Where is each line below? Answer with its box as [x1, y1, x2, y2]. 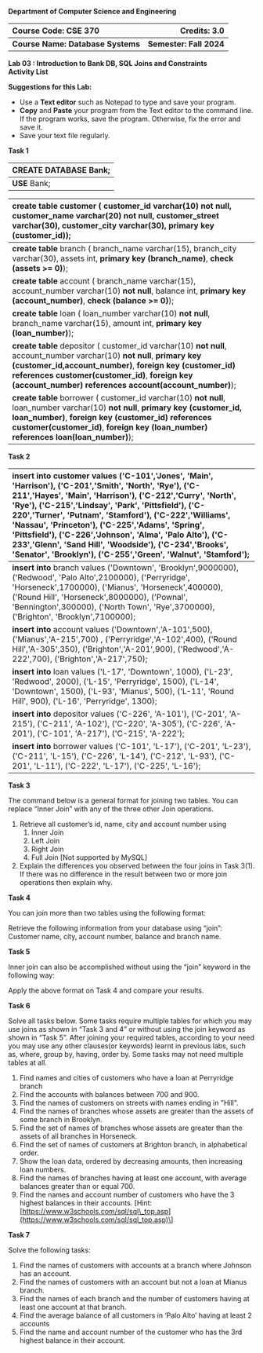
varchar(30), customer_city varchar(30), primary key [12, 220, 215, 231]
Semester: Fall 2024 [147, 38, 225, 49]
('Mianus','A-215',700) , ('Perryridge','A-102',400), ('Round [12, 634, 237, 645]
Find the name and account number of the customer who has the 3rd [19, 1327, 243, 1337]
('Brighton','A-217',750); [54, 653, 148, 664]
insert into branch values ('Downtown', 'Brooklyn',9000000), [12, 562, 239, 572]
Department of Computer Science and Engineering [8, 7, 177, 16]
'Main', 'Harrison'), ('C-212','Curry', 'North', [65, 490, 236, 501]
